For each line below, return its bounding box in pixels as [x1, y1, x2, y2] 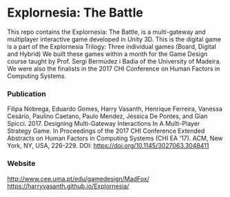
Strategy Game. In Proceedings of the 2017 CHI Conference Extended [7, 126, 205, 135]
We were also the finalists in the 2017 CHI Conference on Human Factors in [7, 64, 220, 73]
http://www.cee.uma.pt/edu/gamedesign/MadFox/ [7, 174, 149, 182]
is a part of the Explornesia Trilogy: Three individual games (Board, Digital [7, 42, 217, 50]
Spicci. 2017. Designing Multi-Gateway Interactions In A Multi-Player [7, 120, 200, 128]
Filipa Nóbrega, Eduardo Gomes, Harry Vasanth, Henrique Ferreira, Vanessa [7, 105, 222, 113]
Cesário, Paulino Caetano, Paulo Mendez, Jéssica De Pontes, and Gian [7, 112, 208, 120]
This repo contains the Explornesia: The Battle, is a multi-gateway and [7, 28, 206, 36]
